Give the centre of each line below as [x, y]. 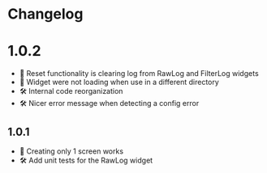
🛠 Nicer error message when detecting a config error [109, 103]
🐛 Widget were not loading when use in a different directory [119, 82]
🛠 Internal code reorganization [71, 91]
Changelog [45, 14]
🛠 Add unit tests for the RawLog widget [86, 160]
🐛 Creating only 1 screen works [71, 151]
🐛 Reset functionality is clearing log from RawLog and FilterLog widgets [139, 74]
